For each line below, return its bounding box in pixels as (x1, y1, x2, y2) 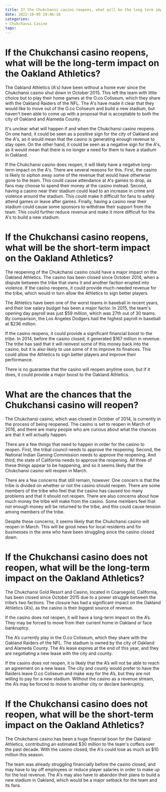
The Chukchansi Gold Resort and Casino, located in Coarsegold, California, (5, 589, 158, 595)
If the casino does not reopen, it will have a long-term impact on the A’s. (5, 614, 152, 620)
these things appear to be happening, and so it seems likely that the (5, 462, 143, 468)
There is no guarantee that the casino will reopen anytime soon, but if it (5, 366, 151, 372)
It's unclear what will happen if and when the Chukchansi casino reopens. (5, 126, 156, 132)
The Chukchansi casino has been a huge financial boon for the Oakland (5, 735, 151, 741)
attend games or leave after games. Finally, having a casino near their (5, 199, 147, 205)
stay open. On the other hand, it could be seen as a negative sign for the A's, (5, 142, 162, 148)
